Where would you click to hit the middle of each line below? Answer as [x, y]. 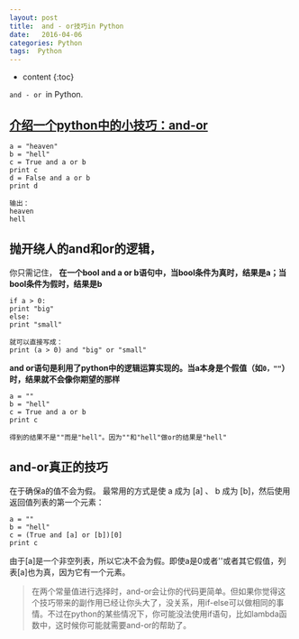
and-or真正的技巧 [59, 467]
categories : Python [46, 43]
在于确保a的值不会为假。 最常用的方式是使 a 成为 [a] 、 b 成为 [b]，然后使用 [150, 491]
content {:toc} [48, 77]
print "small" [36, 324]
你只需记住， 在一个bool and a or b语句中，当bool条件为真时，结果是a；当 [148, 273]
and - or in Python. [46, 95]
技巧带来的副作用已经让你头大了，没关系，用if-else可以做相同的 [158, 602]
